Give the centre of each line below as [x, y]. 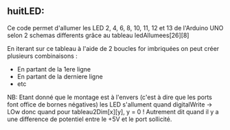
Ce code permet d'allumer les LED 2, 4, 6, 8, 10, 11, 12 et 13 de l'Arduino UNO [115, 28]
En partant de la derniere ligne [60, 76]
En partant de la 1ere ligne [54, 69]
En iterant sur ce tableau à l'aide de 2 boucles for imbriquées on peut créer [113, 48]
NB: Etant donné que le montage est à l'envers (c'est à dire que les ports [110, 97]
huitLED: [26, 11]
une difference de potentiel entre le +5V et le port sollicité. [90, 119]
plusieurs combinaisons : [42, 56]
